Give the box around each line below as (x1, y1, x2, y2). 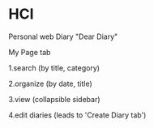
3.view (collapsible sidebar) (8, 94, 101, 104)
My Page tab (8, 47, 51, 57)
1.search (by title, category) (8, 62, 100, 73)
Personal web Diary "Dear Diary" (8, 32, 118, 41)
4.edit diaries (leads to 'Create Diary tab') (8, 110, 147, 120)
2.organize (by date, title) (8, 79, 93, 88)
